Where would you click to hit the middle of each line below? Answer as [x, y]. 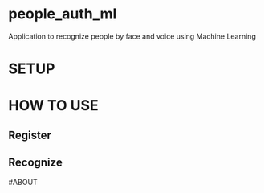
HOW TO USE [53, 106]
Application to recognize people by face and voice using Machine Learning [132, 36]
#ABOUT [23, 182]
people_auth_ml [63, 14]
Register [30, 135]
